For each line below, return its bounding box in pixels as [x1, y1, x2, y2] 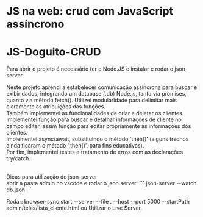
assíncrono [6, 17, 65, 31]
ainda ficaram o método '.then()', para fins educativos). [6, 142, 144, 149]
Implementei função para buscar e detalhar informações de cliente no [6, 116, 182, 123]
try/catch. [6, 155, 30, 162]
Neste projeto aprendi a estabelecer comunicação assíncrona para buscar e [6, 84, 198, 91]
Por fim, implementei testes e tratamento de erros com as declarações [6, 148, 183, 156]
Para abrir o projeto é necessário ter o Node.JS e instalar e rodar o [6, 65, 174, 73]
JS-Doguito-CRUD [6, 45, 101, 59]
